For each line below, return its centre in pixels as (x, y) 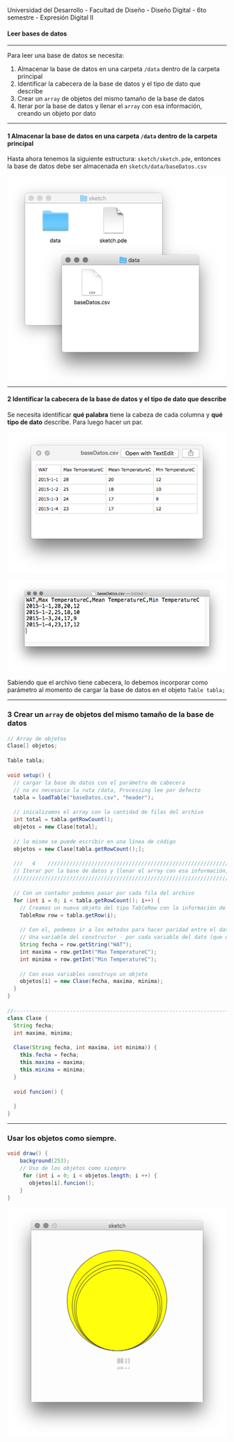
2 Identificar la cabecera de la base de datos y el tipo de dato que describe (117, 399)
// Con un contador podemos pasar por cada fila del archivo (104, 893)
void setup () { (29, 775)
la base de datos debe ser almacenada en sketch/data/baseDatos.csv (107, 166)
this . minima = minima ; (53, 1069)
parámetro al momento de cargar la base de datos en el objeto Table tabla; (116, 690)
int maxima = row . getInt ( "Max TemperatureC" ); (88, 952)
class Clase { (28, 1018)
